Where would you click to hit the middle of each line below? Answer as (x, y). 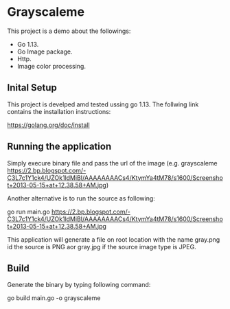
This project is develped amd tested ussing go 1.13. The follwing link (103, 104)
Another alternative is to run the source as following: (81, 198)
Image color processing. (51, 66)
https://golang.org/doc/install (49, 125)
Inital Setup (32, 88)
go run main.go (28, 211)
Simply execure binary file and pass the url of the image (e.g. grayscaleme (112, 163)
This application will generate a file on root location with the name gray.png (114, 239)
